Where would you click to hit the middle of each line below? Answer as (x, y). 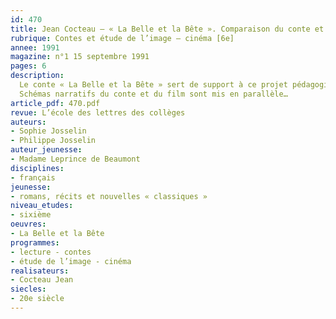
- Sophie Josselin (48, 131)
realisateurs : (40, 271)
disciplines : (37, 168)
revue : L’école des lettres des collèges (98, 112)
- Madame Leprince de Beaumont (75, 159)
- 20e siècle (37, 299)
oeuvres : (28, 224)
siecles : (28, 289)
